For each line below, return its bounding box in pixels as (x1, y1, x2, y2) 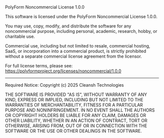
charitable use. (5, 34, 35, 39)
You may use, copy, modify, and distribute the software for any (5, 23, 132, 29)
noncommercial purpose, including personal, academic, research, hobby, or (5, 28, 158, 34)
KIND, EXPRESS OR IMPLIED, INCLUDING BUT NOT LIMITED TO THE (5, 97, 143, 102)
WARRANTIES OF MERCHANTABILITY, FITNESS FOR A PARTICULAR (5, 102, 143, 108)
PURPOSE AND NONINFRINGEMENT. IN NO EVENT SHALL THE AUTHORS (5, 107, 155, 113)
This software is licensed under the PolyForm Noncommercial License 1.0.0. (5, 14, 158, 19)
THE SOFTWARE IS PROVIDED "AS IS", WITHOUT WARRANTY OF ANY (5, 92, 147, 97)
